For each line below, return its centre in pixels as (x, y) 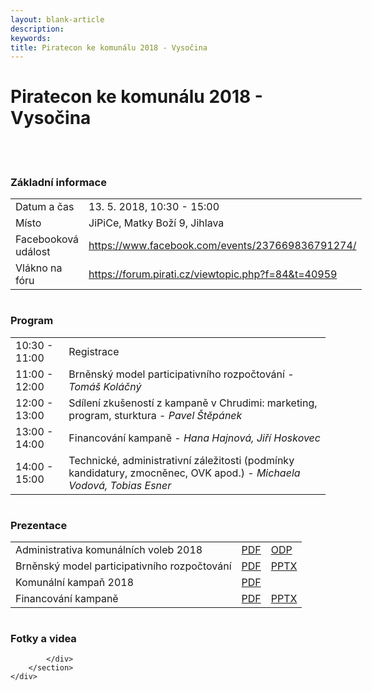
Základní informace (58, 183)
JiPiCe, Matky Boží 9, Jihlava (156, 223)
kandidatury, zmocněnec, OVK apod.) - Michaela (184, 473)
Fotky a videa (43, 638)
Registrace (94, 351)
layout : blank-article (57, 19)
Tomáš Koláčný (105, 386)
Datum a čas (45, 207)
